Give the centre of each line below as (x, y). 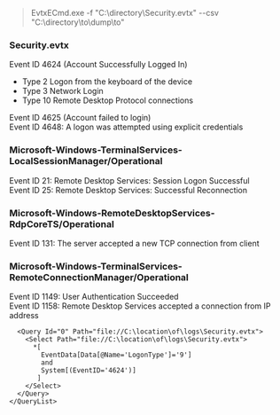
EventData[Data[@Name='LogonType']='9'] (117, 355)
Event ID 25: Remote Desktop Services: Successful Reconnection (128, 190)
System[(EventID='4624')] (89, 371)
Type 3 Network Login (62, 91)
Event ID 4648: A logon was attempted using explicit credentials (126, 127)
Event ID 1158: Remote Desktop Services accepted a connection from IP (140, 306)
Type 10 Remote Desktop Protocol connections (107, 100)
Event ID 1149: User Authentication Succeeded (94, 297)
